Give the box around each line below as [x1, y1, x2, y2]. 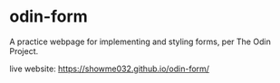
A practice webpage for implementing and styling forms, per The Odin [9, 36, 272, 47]
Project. [9, 45, 39, 56]
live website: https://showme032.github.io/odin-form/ [9, 63, 210, 74]
